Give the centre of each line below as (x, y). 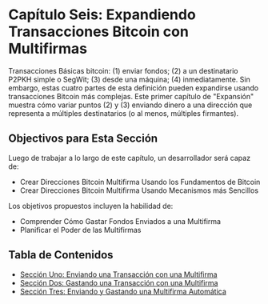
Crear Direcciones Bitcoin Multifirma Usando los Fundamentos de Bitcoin (140, 182)
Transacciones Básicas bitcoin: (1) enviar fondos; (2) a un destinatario (123, 70)
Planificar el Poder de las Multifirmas (80, 230)
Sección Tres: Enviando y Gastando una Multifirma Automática (123, 291)
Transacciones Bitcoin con (99, 32)
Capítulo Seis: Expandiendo (102, 15)
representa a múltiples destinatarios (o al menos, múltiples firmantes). (123, 113)
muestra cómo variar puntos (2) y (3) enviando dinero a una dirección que (130, 105)
